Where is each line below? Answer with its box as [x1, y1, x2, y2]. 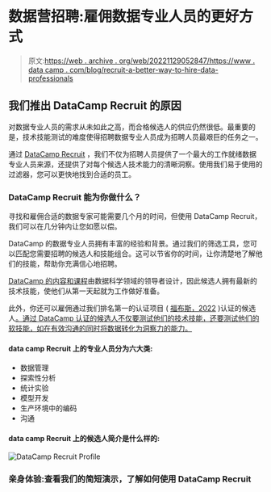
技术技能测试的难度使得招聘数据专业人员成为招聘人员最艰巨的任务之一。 [22, 132, 263, 141]
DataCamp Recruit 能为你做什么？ [8, 191, 142, 203]
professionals [27, 74, 74, 83]
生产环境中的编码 [19, 403, 77, 413]
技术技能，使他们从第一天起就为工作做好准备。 [8, 286, 164, 296]
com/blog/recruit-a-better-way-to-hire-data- [69, 65, 219, 74]
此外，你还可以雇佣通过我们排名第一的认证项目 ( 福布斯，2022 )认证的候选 [8, 304, 256, 313]
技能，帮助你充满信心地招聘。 [22, 259, 122, 269]
